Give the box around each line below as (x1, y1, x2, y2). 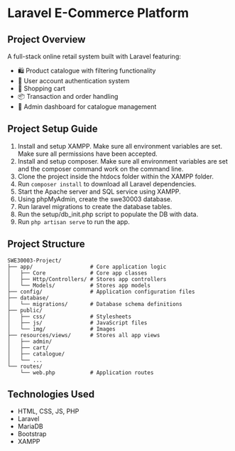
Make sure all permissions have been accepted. (17, 149, 158, 158)
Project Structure (7, 238, 85, 250)
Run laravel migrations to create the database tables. (17, 202, 173, 211)
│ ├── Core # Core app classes (7, 269, 148, 277)
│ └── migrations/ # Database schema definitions (7, 300, 182, 307)
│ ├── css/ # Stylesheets (7, 313, 132, 320)
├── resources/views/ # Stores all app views (7, 331, 160, 339)
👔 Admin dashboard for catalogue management (17, 102, 157, 111)
